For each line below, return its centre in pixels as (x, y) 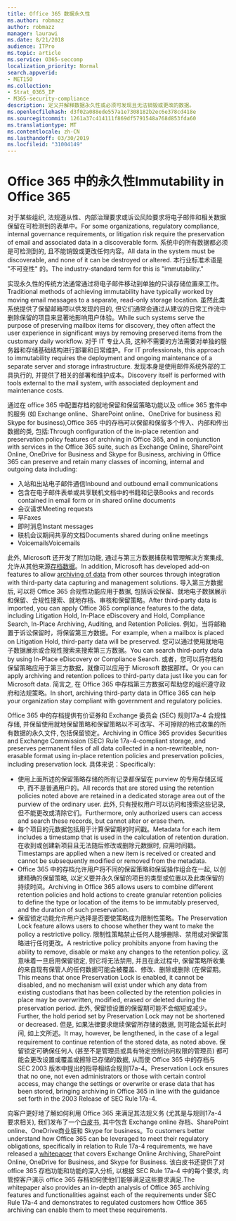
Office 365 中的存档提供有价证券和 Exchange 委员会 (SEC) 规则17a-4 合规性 (117, 715)
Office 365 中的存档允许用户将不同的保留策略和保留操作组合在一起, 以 (118, 869)
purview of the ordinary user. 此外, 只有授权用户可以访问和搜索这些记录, (122, 804)
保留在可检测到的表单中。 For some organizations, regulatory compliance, (113, 226)
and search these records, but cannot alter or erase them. (101, 821)
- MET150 (20, 79)
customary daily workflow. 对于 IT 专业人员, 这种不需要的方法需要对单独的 (114, 341)
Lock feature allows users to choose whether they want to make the (116, 926)
